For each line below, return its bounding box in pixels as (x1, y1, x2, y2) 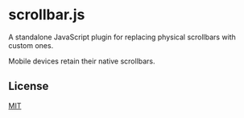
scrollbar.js (8, 6, 85, 24)
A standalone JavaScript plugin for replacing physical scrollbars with (8, 32, 236, 42)
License (8, 79, 49, 93)
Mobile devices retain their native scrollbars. (8, 56, 155, 66)
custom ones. (8, 40, 54, 50)
